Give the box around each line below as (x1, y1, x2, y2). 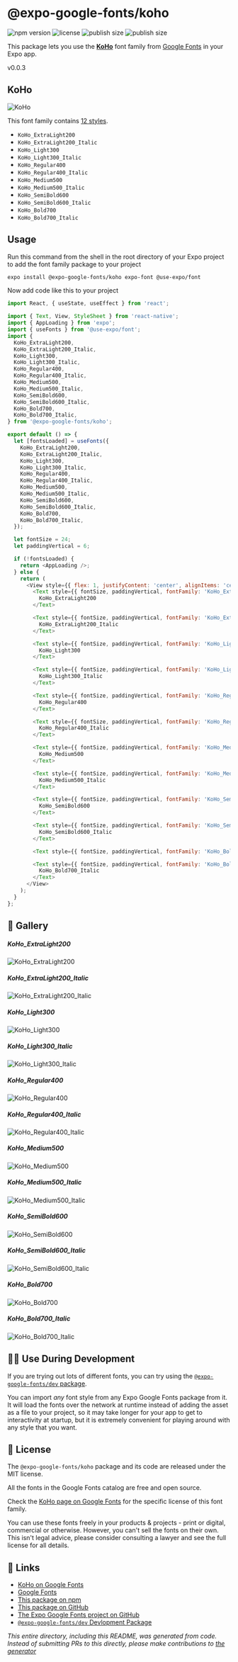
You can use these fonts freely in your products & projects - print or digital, (7, 1518, 226, 1527)
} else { (13, 568, 40, 575)
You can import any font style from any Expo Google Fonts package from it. (7, 1393, 228, 1401)
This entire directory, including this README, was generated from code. (7, 1632, 217, 1641)
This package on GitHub (17, 1603, 89, 1612)
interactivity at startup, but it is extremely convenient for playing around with (7, 1415, 230, 1424)
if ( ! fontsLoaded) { (13, 555, 74, 563)
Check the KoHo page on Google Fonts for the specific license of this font (7, 1497, 223, 1506)
